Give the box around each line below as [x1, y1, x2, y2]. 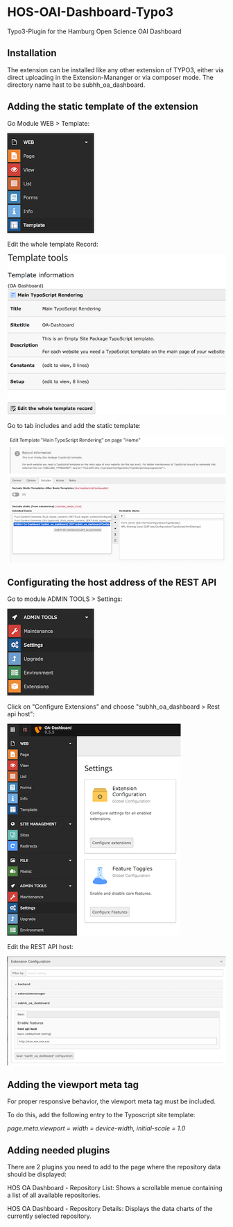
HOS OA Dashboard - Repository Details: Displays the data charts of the [7, 1205, 213, 1213]
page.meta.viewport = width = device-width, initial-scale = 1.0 [7, 1124, 186, 1133]
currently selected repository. [7, 1212, 92, 1220]
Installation [7, 47, 57, 59]
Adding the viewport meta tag [7, 1079, 139, 1091]
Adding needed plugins [7, 1144, 110, 1156]
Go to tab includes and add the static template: [7, 421, 141, 429]
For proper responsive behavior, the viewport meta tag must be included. [7, 1097, 216, 1105]
